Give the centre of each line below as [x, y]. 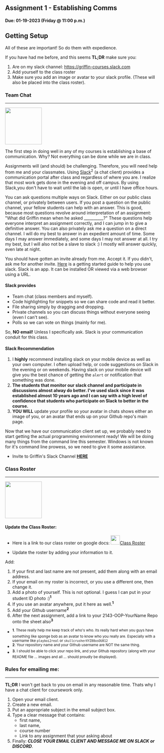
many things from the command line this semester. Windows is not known [79, 442]
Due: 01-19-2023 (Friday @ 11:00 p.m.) [45, 20]
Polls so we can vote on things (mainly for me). [59, 322]
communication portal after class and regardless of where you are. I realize [81, 177]
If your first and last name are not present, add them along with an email [84, 571]
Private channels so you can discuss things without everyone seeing [81, 312]
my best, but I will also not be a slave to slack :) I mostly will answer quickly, [81, 244]
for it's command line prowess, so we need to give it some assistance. [76, 447]
